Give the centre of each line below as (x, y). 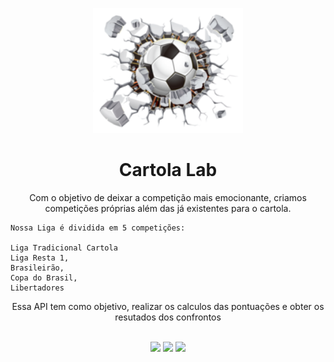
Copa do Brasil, (44, 278)
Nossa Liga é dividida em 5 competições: (98, 228)
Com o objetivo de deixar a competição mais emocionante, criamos (168, 197)
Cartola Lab (168, 170)
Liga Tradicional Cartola (64, 248)
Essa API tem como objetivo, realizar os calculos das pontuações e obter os (168, 306)
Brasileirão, (37, 268)
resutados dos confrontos (168, 317)
